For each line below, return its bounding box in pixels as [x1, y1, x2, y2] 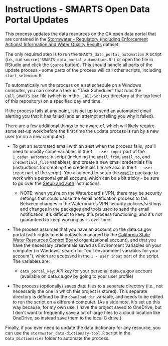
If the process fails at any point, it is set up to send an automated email [5, 108, 151, 114]
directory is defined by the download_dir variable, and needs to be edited [12, 293, 163, 299]
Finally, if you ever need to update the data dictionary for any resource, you [5, 324, 161, 330]
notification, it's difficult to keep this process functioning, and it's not [20, 211, 162, 217]
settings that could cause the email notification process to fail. [20, 195, 149, 201]
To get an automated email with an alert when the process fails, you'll [12, 143, 156, 149]
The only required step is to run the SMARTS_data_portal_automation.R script [5, 51, 162, 57]
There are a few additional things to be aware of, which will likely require [5, 123, 154, 129]
